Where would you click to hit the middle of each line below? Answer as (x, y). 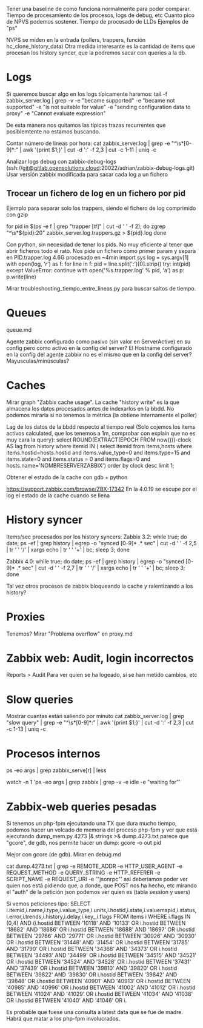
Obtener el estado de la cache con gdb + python (67, 477)
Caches (26, 385)
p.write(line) (21, 277)
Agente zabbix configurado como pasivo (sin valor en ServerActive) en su (98, 341)
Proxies (26, 616)
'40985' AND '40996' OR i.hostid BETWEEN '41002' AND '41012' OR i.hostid (101, 987)
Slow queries (40, 699)
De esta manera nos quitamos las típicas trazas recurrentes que (86, 125)
